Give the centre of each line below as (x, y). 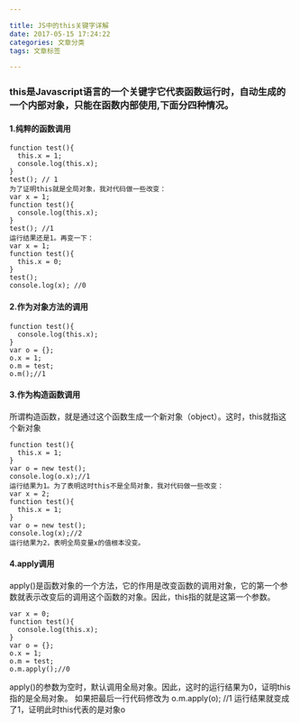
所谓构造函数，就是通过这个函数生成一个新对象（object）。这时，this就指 (144, 416)
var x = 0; (30, 614)
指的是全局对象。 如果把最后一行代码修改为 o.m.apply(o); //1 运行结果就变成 (150, 698)
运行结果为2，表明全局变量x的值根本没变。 (77, 543)
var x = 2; (30, 494)
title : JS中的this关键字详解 (59, 25)
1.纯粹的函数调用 (40, 128)
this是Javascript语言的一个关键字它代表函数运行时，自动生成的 (148, 92)
